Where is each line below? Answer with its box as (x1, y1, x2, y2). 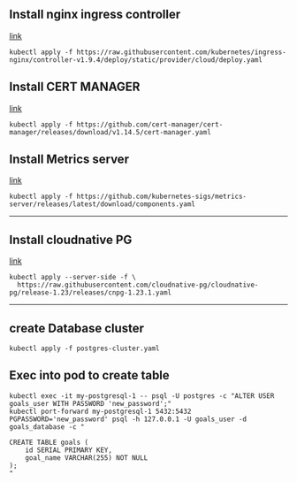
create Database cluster (9, 320, 144, 335)
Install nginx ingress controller (9, 7, 181, 22)
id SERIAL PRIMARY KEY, (25, 446, 113, 455)
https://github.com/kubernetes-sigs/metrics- (76, 192, 247, 202)
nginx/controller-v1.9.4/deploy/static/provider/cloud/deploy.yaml (9, 55, 263, 65)
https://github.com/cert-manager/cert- (76, 119, 224, 129)
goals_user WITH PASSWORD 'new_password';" (9, 399, 172, 408)
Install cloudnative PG (9, 232, 133, 247)
